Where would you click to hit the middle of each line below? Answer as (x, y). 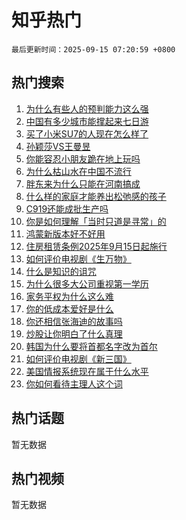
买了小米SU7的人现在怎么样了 (87, 133)
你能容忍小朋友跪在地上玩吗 (83, 158)
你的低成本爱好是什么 (69, 308)
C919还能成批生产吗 (67, 208)
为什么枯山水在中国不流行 (78, 171)
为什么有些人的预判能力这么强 (87, 108)
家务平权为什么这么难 (69, 296)
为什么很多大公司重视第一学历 (87, 283)
